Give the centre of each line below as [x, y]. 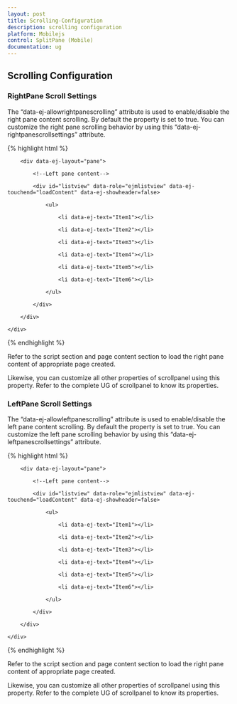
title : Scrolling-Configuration [55, 21]
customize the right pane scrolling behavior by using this [90, 127]
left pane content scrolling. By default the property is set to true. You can [114, 426]
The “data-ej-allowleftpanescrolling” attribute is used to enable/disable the [116, 419]
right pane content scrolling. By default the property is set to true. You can [116, 119]
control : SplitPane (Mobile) [50, 41]
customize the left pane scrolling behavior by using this [88, 434]
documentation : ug [34, 47]
